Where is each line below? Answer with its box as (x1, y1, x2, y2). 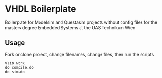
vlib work (5, 61, 25, 66)
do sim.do (5, 69, 25, 74)
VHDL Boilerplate (5, 3, 76, 15)
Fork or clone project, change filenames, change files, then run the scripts (5, 51, 154, 57)
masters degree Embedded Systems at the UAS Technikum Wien (5, 24, 136, 30)
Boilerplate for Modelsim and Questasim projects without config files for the (5, 19, 158, 25)
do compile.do (5, 65, 34, 70)
